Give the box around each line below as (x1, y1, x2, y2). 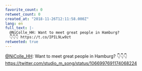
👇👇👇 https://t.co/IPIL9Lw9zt (9, 35, 71, 40)
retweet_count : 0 (5, 12, 41, 17)
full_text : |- (5, 26, 34, 31)
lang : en (5, 21, 23, 26)
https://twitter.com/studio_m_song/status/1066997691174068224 (5, 60, 138, 66)
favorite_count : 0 (5, 7, 43, 12)
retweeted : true (5, 39, 38, 44)
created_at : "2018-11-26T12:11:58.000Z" (5, 16, 89, 21)
